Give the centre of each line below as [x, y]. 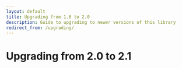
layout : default [26, 11]
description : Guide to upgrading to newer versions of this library [91, 22]
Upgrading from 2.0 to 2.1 [69, 56]
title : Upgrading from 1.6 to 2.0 [48, 17]
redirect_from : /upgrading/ [40, 28]
